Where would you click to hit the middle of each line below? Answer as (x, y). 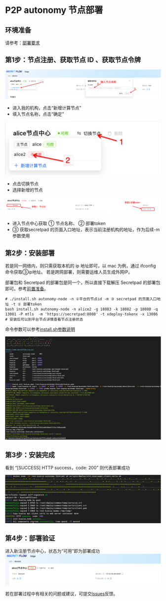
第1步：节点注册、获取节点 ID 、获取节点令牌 (73, 60)
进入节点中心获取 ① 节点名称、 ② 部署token (59, 223)
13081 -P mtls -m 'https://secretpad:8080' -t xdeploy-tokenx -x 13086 (82, 314)
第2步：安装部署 (30, 253)
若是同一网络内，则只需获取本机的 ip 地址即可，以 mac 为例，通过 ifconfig (81, 266)
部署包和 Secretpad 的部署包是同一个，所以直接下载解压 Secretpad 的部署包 (83, 282)
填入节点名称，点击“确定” (38, 114)
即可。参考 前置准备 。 (27, 288)
